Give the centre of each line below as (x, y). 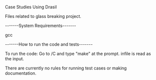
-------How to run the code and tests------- (49, 44)
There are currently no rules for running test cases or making (66, 68)
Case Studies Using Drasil (31, 7)
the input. (15, 59)
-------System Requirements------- (41, 26)
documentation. (21, 73)
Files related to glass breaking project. (43, 16)
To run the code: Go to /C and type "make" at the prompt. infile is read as (78, 53)
